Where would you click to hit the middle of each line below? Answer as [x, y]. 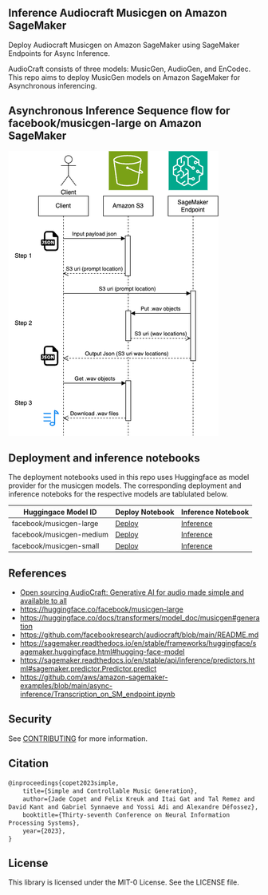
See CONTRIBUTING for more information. [78, 739]
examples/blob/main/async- [66, 685]
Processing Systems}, [44, 823]
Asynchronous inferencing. [53, 85]
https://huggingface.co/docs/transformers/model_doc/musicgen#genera [140, 618]
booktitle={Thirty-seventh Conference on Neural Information [126, 815]
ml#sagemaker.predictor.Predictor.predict [88, 669]
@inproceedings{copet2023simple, [64, 783]
